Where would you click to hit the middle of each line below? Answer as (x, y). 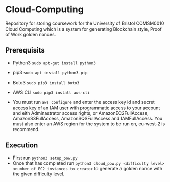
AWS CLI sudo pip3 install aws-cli (51, 92)
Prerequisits (25, 50)
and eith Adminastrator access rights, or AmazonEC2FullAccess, (81, 113)
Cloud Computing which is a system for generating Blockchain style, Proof (83, 29)
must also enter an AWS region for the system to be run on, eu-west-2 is (89, 124)
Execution (22, 146)
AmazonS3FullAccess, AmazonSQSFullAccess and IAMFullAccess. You (88, 118)
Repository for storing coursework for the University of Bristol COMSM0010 (85, 23)
